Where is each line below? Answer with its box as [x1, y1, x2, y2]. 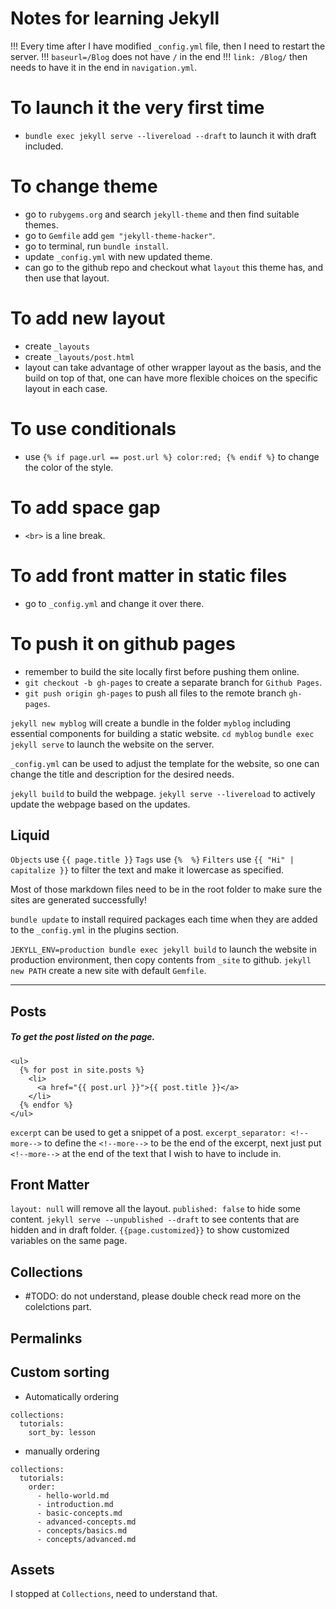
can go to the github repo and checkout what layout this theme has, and [24, 261, 324, 273]
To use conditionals [10, 417, 177, 440]
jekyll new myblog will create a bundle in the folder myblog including [10, 717, 292, 729]
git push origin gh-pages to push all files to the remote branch [24, 687, 287, 699]
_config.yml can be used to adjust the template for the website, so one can [10, 757, 320, 769]
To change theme [10, 175, 158, 198]
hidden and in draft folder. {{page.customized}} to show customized [10, 1224, 290, 1236]
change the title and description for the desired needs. [10, 768, 235, 780]
